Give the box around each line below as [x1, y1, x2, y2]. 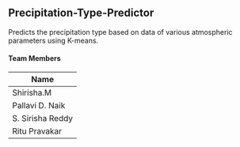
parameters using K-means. [8, 36, 99, 45]
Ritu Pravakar [12, 126, 62, 137]
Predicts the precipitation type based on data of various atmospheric [8, 27, 233, 36]
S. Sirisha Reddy [12, 113, 74, 124]
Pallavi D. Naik [12, 100, 66, 111]
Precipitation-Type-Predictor [8, 6, 154, 20]
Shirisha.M [12, 87, 52, 98]
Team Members [8, 54, 61, 63]
